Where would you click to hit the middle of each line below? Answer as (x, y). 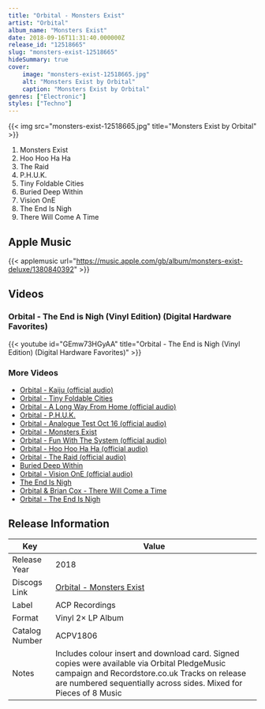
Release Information (59, 524)
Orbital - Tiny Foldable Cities (66, 398)
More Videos (34, 372)
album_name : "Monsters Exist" (58, 30)
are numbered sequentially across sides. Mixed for (149, 683)
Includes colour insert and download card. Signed (147, 653)
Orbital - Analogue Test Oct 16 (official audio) (93, 423)
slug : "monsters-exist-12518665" (63, 52)
